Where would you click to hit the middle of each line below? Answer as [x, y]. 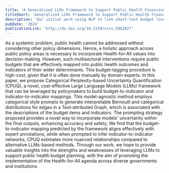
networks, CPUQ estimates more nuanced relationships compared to [76, 140]
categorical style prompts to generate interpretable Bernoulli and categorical [84, 102]
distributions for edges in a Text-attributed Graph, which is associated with [82, 107]
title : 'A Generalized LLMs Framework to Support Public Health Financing [85, 10]
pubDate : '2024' [22, 24]
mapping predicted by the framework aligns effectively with [92, 129]
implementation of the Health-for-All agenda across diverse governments [81, 161]
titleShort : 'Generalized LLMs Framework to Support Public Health [77, 15]
